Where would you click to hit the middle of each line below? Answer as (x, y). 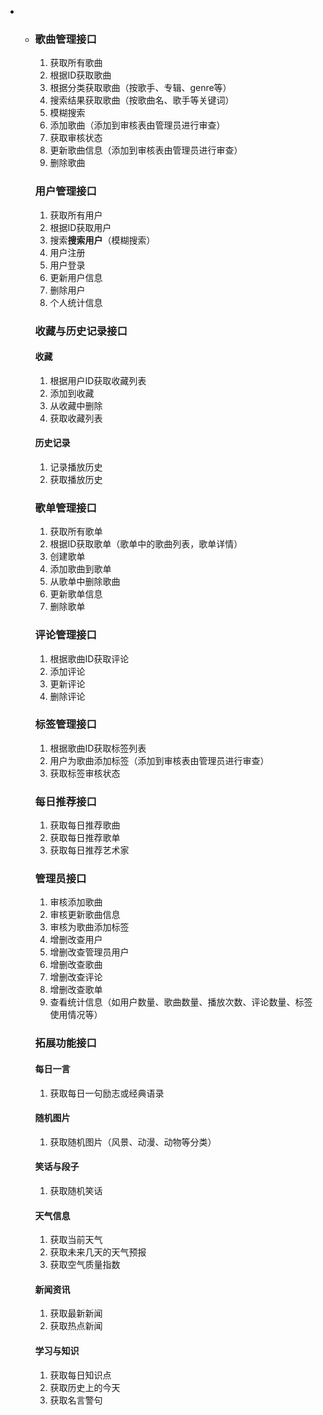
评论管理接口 (65, 635)
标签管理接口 (65, 724)
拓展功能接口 (65, 1043)
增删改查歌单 (76, 990)
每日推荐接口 (65, 801)
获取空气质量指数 (85, 1265)
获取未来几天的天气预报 (98, 1252)
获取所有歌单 (76, 532)
